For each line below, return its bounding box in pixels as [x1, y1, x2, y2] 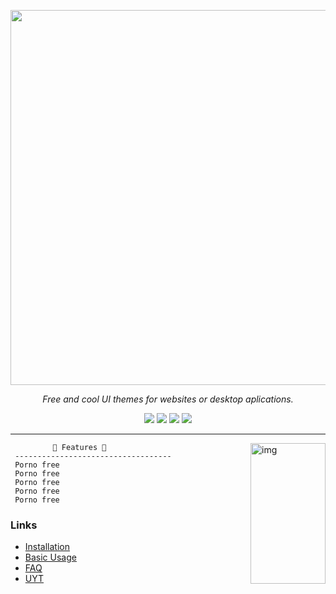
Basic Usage [24, 551, 77, 564]
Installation [24, 541, 71, 553]
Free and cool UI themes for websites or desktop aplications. [42, 393, 294, 405]
